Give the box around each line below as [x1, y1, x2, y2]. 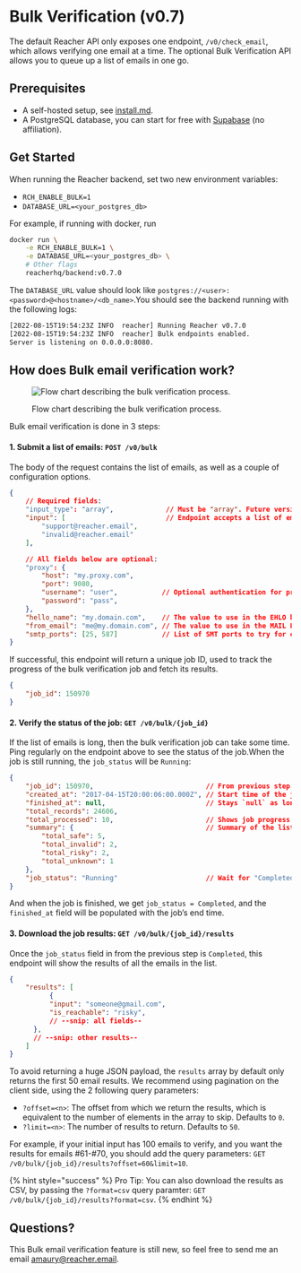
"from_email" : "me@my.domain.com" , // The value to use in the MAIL [25, 621, 287, 630]
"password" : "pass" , [41, 596, 118, 606]
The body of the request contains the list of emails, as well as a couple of [9, 462, 279, 472]
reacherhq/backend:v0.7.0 [25, 269, 123, 278]
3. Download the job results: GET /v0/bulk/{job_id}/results [9, 928, 235, 939]
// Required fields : [25, 497, 102, 506]
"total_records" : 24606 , [25, 807, 118, 816]
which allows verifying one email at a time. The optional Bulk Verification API [9, 45, 292, 56]
